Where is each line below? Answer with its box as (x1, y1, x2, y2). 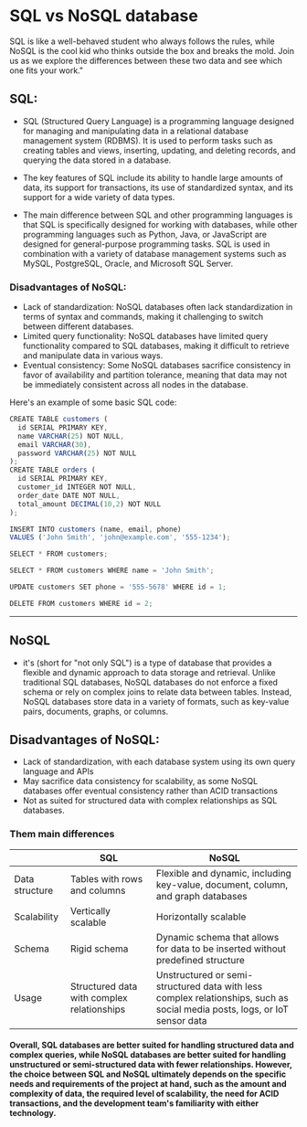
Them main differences (9, 828, 115, 841)
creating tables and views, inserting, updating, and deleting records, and (22, 144, 296, 155)
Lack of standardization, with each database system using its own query (22, 756, 296, 768)
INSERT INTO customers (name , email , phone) (9, 525, 182, 534)
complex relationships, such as (155, 991, 290, 1004)
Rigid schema (69, 942, 129, 955)
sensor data (155, 1014, 207, 1026)
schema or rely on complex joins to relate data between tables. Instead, (22, 686, 292, 697)
